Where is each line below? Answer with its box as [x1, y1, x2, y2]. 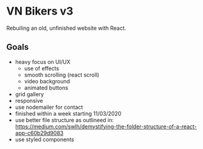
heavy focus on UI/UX [15, 58, 71, 65]
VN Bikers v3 [6, 4, 74, 18]
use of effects [24, 64, 60, 72]
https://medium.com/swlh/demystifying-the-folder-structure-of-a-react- [15, 123, 198, 130]
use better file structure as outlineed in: [15, 116, 114, 123]
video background [24, 77, 70, 85]
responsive [15, 97, 44, 104]
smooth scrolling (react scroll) [24, 71, 100, 78]
